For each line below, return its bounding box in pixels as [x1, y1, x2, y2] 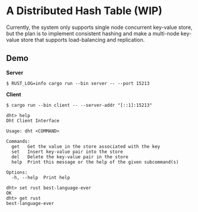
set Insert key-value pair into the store [11, 149, 123, 155]
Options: [6, 169, 28, 175]
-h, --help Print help [11, 174, 70, 181]
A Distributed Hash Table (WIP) [6, 4, 162, 18]
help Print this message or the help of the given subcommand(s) [11, 159, 179, 165]
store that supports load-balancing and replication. [20, 36, 145, 43]
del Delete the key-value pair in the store [11, 154, 129, 160]
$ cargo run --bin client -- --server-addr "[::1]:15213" [6, 102, 152, 108]
